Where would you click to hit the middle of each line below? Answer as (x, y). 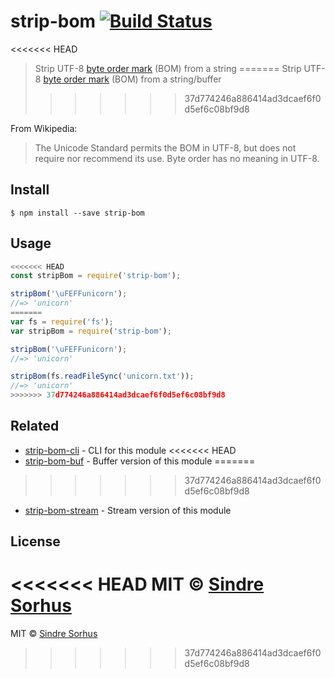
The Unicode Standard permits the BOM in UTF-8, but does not (165, 147)
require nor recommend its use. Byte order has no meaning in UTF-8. (177, 158)
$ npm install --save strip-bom (77, 213)
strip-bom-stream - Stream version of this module (128, 510)
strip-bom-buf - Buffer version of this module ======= (140, 461)
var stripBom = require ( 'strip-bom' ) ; (91, 331)
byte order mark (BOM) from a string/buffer (132, 79)
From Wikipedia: (44, 128)
